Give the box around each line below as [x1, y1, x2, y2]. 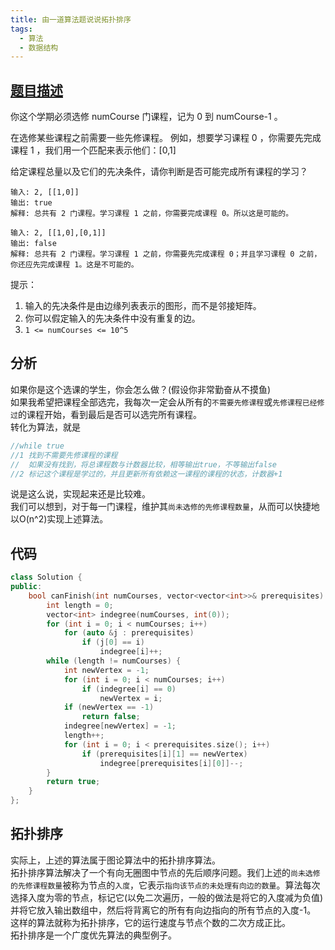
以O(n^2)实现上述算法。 [10, 513, 109, 525]
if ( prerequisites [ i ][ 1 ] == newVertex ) [81, 749, 248, 759]
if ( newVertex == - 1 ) [63, 702, 155, 713]
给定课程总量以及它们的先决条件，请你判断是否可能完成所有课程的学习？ [10, 166, 308, 178]
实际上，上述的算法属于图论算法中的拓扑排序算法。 [10, 854, 221, 866]
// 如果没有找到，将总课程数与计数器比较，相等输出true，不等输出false [10, 459, 278, 470]
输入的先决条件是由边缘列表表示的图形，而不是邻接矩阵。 [24, 300, 262, 312]
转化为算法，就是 [10, 421, 81, 433]
